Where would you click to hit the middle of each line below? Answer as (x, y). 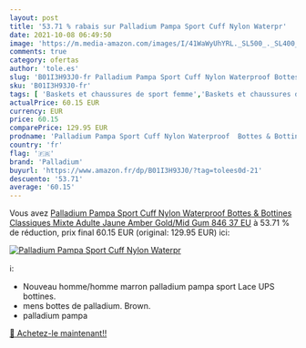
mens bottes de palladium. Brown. (87, 306)
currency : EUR (36, 111)
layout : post (34, 18)
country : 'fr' (36, 145)
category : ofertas (44, 60)
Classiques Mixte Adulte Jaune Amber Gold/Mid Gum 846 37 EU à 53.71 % (149, 223)
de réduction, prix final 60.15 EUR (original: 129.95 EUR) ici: (120, 232)
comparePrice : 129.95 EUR (58, 128)
